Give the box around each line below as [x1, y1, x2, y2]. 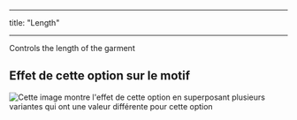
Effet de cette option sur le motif [9, 68, 191, 84]
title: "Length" [9, 18, 60, 27]
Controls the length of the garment [9, 43, 135, 53]
